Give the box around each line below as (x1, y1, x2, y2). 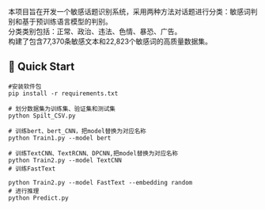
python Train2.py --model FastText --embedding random (8, 178, 193, 186)
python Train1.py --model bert (8, 134, 112, 142)
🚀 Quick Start (8, 60, 75, 74)
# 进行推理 (8, 187, 40, 195)
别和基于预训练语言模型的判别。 (8, 17, 112, 26)
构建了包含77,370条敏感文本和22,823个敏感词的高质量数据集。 (8, 36, 212, 46)
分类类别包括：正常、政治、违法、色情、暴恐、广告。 (8, 27, 182, 36)
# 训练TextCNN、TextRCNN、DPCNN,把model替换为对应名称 (8, 149, 179, 157)
